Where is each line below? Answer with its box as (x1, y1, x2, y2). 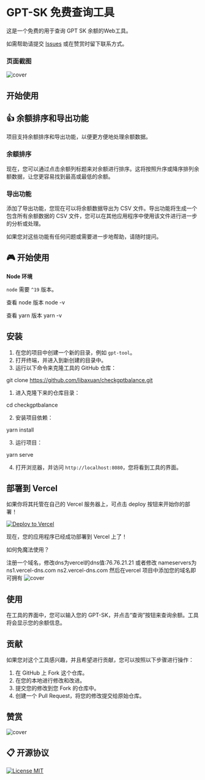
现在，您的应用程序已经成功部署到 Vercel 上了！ (6, 533, 127, 541)
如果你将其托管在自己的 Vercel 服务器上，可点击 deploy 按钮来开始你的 (6, 500, 185, 508)
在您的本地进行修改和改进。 (15, 677, 86, 684)
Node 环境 (6, 272, 32, 280)
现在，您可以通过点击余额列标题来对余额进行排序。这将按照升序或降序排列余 (6, 165, 199, 172)
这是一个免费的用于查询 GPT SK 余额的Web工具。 (6, 27, 132, 34)
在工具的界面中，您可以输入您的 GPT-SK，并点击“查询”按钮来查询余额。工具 (6, 612, 199, 619)
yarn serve (6, 451, 34, 458)
